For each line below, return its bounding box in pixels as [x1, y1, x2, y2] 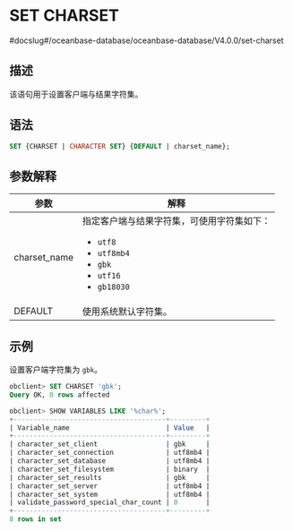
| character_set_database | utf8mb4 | [9, 457, 211, 466]
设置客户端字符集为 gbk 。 [9, 364, 103, 375]
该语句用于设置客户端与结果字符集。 [9, 89, 143, 99]
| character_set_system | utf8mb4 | [9, 490, 211, 499]
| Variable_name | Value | [9, 423, 211, 433]
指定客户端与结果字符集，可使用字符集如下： [82, 215, 271, 227]
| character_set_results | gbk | [9, 473, 211, 482]
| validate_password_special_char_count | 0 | [9, 498, 211, 507]
